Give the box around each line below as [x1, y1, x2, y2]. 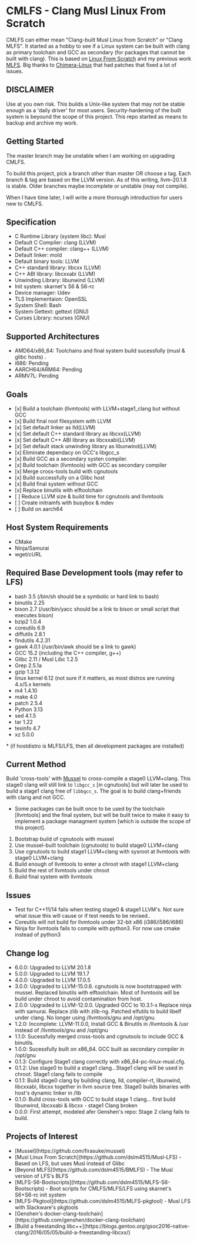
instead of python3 [14, 931, 61, 938]
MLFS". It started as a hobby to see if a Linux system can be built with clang [6, 43, 190, 50]
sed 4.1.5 [14, 712, 36, 719]
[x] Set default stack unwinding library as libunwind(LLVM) [14, 443, 157, 449]
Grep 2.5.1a [14, 661, 42, 669]
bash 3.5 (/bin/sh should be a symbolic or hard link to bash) [14, 592, 159, 600]
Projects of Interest [6, 1132, 78, 1142]
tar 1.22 [14, 718, 34, 725]
